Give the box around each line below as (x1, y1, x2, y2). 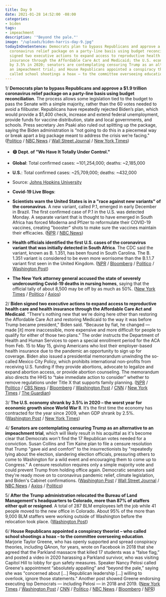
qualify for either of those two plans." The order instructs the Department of (5, 332, 160, 338)
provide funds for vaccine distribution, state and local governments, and (5, 117, 152, 123)
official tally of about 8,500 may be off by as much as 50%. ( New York (12, 286, 156, 292)
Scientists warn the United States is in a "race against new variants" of (12, 198, 161, 204)
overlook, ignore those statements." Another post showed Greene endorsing (5, 576, 161, 582)
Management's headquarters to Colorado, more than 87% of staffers (5, 498, 150, 504)
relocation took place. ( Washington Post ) (5, 519, 88, 525)
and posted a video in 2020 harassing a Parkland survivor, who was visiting (5, 554, 159, 560)
